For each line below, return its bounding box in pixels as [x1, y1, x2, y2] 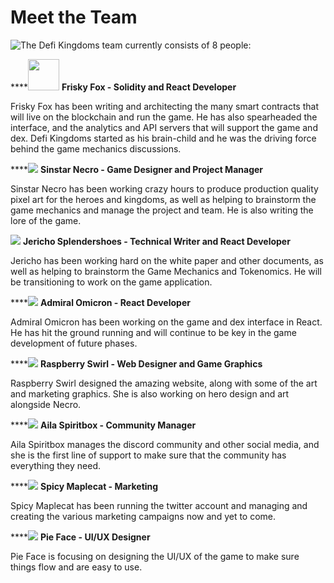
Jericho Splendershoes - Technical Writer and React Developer [22, 235, 291, 247]
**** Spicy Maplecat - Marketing [10, 480, 159, 492]
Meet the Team [10, 6, 138, 29]
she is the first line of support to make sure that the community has [10, 449, 287, 461]
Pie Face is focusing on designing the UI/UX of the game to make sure [10, 550, 300, 562]
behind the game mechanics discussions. [10, 142, 182, 155]
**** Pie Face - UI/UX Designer [10, 531, 151, 543]
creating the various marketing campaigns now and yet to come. [10, 510, 277, 522]
